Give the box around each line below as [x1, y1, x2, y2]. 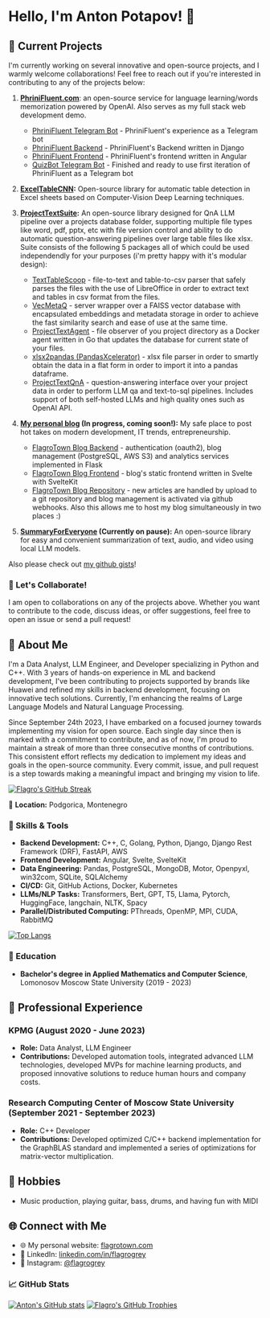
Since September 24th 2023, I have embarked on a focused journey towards [8, 718, 262, 727]
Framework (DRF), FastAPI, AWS [19, 847, 128, 857]
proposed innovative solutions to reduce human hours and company [19, 1069, 247, 1079]
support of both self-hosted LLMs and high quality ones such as [31, 395, 245, 404]
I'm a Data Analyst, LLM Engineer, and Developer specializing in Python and [8, 659, 260, 669]
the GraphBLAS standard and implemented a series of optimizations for [19, 1143, 256, 1152]
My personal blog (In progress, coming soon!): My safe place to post [19, 419, 252, 428]
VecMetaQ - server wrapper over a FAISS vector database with [31, 301, 241, 310]
